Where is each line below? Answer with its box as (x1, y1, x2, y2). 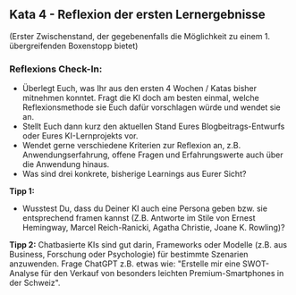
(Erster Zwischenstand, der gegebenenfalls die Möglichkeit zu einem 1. (9, 30, 271, 41)
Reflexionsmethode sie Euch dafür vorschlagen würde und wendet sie (21, 102, 281, 113)
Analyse (9, 268, 39, 279)
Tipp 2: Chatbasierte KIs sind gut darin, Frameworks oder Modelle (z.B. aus (9, 240, 288, 250)
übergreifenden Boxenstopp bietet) (9, 40, 139, 51)
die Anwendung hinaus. (21, 159, 110, 170)
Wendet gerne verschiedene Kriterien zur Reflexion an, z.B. (21, 140, 241, 151)
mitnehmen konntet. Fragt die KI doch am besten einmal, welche (21, 93, 259, 104)
